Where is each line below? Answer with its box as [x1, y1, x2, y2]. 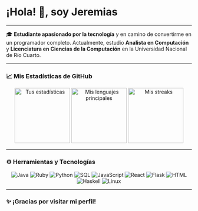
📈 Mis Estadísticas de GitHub [6, 72, 93, 80]
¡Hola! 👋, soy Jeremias [6, 5, 118, 19]
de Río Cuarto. [6, 51, 41, 58]
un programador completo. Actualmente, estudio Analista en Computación [6, 39, 189, 46]
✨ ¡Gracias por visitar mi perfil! [6, 197, 96, 206]
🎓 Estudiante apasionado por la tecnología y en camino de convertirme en [6, 31, 192, 38]
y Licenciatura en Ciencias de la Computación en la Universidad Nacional [6, 45, 187, 52]
